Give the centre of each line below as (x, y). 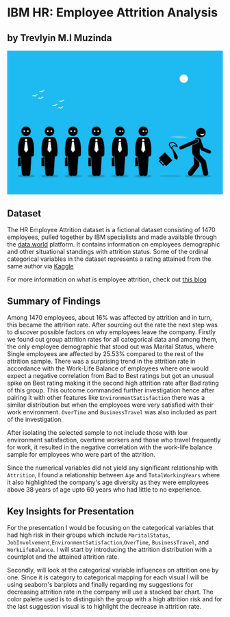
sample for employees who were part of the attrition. (81, 455)
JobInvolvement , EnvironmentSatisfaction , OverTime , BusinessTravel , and (108, 542)
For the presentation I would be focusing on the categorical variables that (111, 528)
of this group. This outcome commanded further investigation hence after (111, 390)
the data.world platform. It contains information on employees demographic (114, 244)
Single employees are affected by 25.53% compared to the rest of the (105, 354)
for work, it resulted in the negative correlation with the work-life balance (110, 447)
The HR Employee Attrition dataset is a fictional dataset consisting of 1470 (111, 230)
